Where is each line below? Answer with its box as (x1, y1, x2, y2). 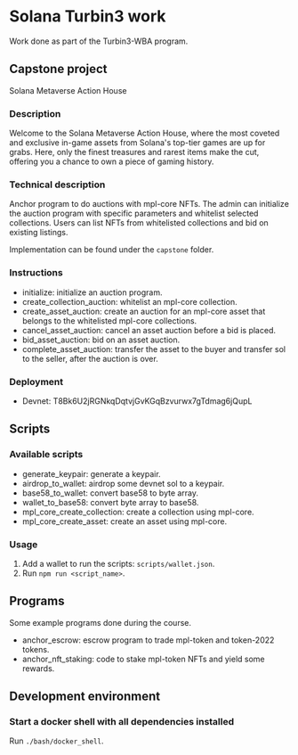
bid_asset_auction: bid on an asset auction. (21, 334, 181, 345)
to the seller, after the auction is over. (21, 353, 158, 364)
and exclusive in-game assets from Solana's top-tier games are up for (9, 137, 266, 148)
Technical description (9, 178, 106, 191)
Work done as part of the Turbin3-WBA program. (9, 36, 189, 46)
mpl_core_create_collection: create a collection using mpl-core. (21, 506, 255, 517)
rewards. (21, 662, 55, 674)
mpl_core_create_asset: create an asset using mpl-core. (21, 515, 228, 527)
